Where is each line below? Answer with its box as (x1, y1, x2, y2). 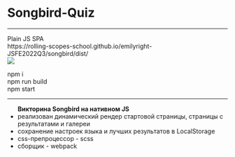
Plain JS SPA (7, 34, 44, 43)
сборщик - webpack (17, 142, 78, 150)
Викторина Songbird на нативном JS (17, 105, 129, 113)
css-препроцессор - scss (17, 134, 94, 142)
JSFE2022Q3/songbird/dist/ (7, 49, 89, 57)
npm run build (7, 77, 48, 85)
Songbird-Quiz (7, 5, 96, 21)
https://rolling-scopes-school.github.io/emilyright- (7, 42, 152, 50)
